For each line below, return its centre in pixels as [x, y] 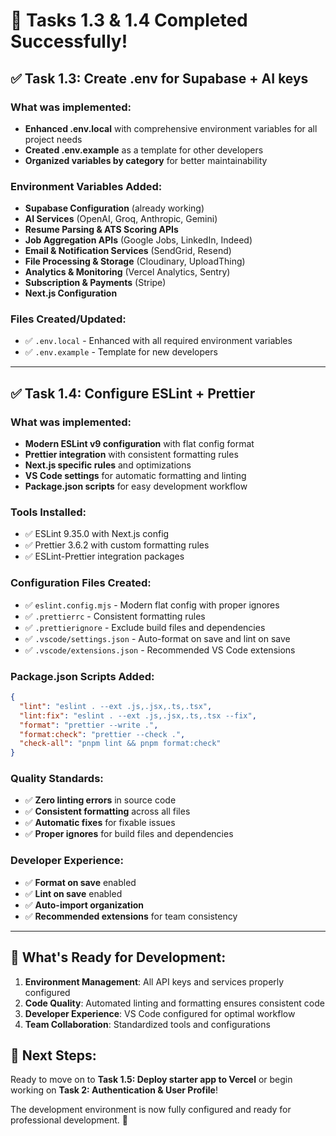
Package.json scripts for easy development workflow [136, 486]
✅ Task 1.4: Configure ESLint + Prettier [133, 393]
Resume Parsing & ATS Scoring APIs [101, 230]
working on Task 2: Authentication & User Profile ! [114, 1090]
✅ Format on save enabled [80, 882]
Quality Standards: [57, 779]
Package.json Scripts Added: [82, 676]
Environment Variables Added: [86, 186]
